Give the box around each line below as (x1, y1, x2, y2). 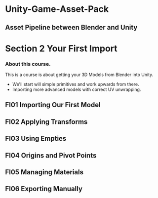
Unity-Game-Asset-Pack (5, 3, 109, 15)
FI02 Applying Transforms (5, 118, 88, 126)
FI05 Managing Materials (5, 168, 84, 176)
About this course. (5, 60, 51, 67)
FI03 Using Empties (5, 134, 67, 143)
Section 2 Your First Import (5, 43, 118, 54)
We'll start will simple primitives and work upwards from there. (12, 81, 139, 87)
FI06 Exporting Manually (5, 185, 83, 193)
